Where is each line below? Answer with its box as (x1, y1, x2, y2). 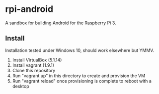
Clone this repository (12, 67, 56, 73)
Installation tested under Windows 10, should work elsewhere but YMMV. (5, 47, 155, 53)
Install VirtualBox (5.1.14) (12, 57, 62, 63)
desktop (12, 83, 30, 89)
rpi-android (5, 3, 54, 15)
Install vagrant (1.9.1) (12, 62, 55, 68)
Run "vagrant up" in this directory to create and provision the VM (12, 73, 146, 79)
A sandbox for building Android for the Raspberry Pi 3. (5, 20, 116, 26)
